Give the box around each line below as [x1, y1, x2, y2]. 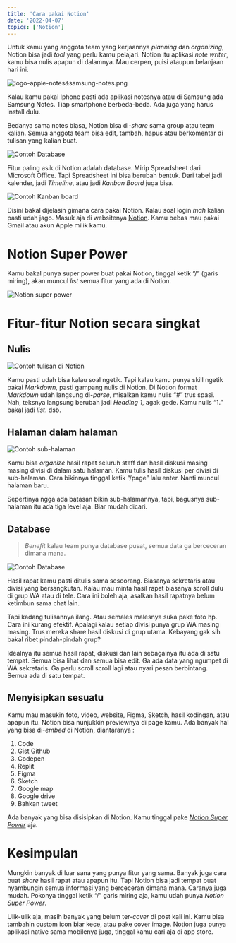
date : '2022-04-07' [7, 17, 65, 24]
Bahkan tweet [17, 799, 58, 807]
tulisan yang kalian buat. [7, 136, 78, 145]
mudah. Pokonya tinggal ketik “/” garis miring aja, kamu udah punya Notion [7, 891, 224, 899]
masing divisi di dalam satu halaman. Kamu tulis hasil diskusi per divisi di [7, 466, 218, 475]
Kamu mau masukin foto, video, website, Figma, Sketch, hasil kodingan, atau [7, 711, 230, 719]
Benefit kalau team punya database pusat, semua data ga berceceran [24, 541, 227, 550]
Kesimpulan [7, 845, 79, 861]
